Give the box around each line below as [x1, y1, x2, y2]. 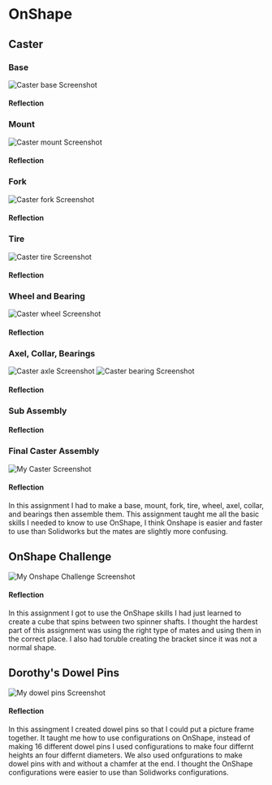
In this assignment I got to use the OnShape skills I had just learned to [8, 608, 242, 618]
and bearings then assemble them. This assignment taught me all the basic [8, 509, 260, 519]
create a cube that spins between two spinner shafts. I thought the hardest [8, 616, 258, 626]
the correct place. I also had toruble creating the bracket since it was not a [8, 634, 257, 644]
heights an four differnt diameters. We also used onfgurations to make [8, 750, 243, 760]
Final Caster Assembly [8, 446, 100, 457]
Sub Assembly [8, 405, 67, 416]
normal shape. [8, 642, 57, 652]
